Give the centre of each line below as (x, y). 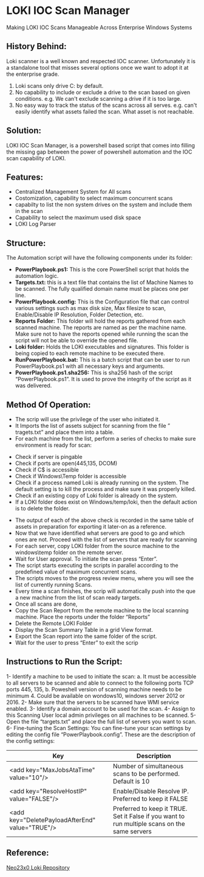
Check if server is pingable (49, 457)
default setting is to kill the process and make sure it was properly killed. (105, 489)
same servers (132, 831)
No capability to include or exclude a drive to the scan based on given (102, 92)
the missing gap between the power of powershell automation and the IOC (99, 152)
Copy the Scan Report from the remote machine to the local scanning (102, 610)
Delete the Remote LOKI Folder (54, 623)
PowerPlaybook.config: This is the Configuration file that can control (102, 302)
